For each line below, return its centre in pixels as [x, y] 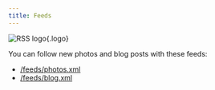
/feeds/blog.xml [46, 77]
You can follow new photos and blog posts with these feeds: [108, 53]
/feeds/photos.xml [50, 69]
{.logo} [58, 38]
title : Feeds [30, 16]
